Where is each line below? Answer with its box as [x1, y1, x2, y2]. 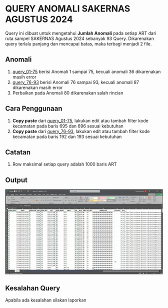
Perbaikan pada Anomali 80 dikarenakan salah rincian [12, 89, 123, 95]
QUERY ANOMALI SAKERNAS [5, 3, 130, 14]
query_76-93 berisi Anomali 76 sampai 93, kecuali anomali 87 [12, 79, 139, 85]
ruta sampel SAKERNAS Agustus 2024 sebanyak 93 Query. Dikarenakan [5, 35, 154, 41]
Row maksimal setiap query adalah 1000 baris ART [12, 161, 117, 167]
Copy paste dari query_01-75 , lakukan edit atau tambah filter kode [12, 117, 149, 123]
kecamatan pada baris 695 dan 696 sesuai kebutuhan [12, 123, 124, 129]
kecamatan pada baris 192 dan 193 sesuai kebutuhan [12, 133, 122, 139]
